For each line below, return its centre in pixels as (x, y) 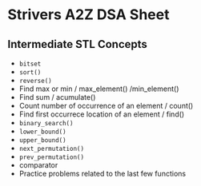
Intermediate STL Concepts (77, 44)
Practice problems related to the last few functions (102, 174)
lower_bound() (42, 132)
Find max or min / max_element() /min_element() (99, 89)
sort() (30, 73)
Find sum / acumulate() (57, 97)
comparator (38, 165)
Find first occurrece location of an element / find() (102, 114)
